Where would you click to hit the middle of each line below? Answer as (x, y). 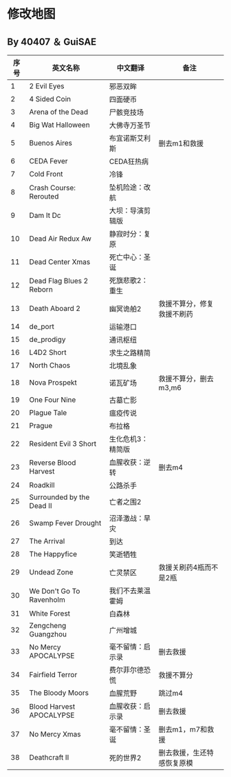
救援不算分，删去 (186, 379)
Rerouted (44, 196)
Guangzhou (48, 634)
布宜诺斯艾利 (130, 138)
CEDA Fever (48, 161)
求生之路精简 (130, 353)
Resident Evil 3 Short (63, 444)
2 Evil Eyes (47, 86)
